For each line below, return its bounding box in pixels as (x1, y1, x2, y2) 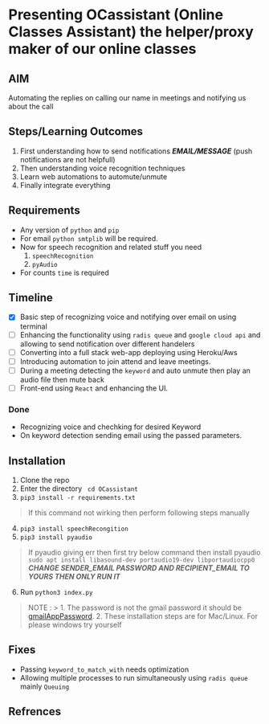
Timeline (8, 291, 54, 305)
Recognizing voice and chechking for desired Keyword (19, 422, 202, 432)
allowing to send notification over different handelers (19, 339, 195, 349)
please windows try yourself (27, 620, 122, 629)
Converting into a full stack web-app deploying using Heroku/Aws (19, 347, 238, 357)
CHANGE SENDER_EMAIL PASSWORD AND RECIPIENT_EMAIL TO (27, 562, 251, 572)
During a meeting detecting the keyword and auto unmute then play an (19, 366, 251, 375)
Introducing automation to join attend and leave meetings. (19, 356, 211, 366)
